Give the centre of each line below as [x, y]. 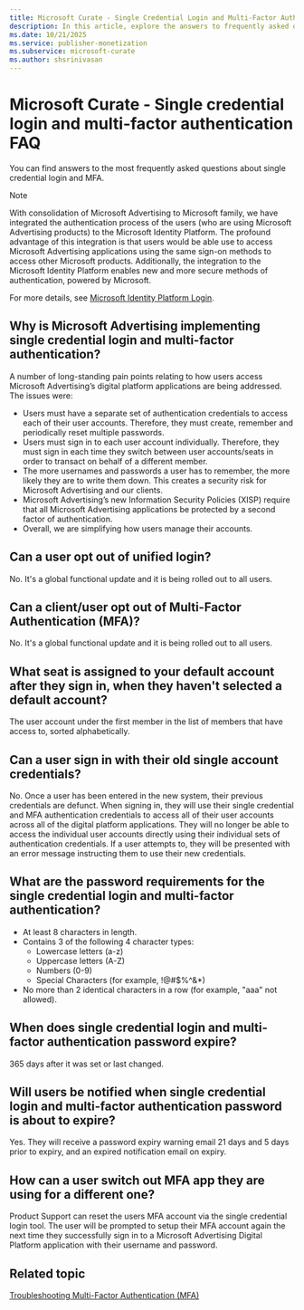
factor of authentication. [67, 519]
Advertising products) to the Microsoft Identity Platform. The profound [140, 232]
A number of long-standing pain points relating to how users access [136, 376]
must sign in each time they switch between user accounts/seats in [148, 451]
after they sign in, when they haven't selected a [146, 686]
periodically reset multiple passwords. [93, 432]
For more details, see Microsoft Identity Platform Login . [112, 297]
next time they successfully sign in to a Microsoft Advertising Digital [136, 1236]
